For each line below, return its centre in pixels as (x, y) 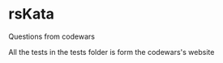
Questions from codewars (52, 36)
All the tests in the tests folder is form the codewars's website (111, 52)
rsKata (32, 14)
